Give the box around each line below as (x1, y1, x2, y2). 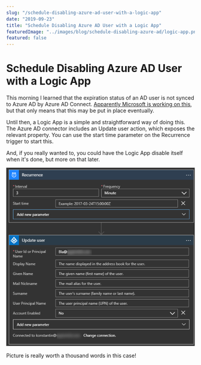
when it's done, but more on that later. (6, 156, 100, 163)
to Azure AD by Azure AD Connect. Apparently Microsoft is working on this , (6, 101, 193, 108)
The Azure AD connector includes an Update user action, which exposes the (6, 125, 195, 132)
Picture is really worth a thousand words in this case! (6, 352, 136, 360)
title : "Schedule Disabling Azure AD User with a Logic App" (6, 22, 162, 28)
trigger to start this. (6, 138, 54, 145)
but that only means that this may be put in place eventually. (6, 107, 154, 114)
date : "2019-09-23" (6, 16, 55, 22)
